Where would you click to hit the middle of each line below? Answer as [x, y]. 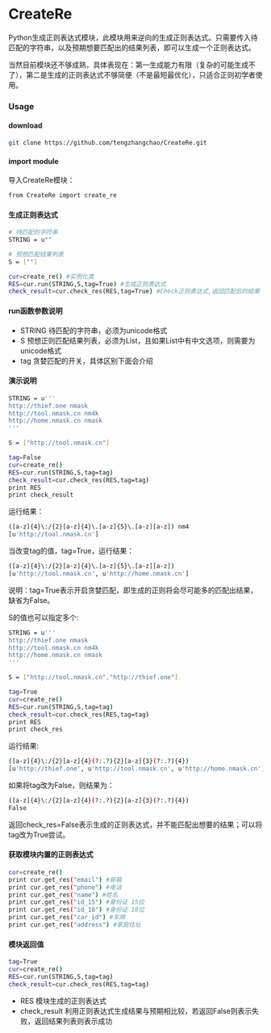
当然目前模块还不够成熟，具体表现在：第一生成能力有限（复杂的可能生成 [128, 65]
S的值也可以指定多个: [44, 617]
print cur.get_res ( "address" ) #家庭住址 [75, 925]
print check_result [41, 495]
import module [33, 161]
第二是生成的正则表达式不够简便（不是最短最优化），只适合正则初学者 [140, 74]
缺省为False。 [31, 600]
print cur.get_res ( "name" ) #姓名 [63, 895]
